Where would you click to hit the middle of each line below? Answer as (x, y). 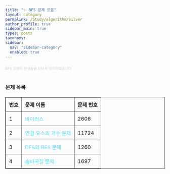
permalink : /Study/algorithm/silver (44, 19)
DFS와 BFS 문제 (43, 148)
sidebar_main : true (26, 29)
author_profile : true (28, 24)
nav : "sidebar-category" (36, 47)
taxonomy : (16, 38)
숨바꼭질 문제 (40, 162)
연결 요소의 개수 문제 (48, 133)
